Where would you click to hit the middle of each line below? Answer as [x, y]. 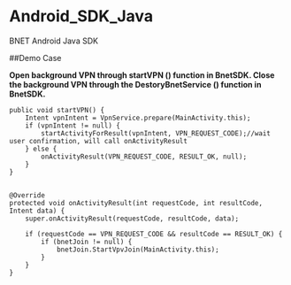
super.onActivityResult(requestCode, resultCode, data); [132, 219]
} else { [41, 149]
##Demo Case [35, 58]
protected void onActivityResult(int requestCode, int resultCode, [136, 203]
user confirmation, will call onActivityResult [99, 141]
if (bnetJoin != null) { [87, 242]
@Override [27, 195]
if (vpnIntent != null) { [73, 126]
